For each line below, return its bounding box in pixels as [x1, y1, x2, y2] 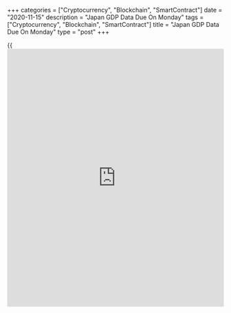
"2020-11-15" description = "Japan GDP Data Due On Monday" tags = [7, 13, 204, 21]
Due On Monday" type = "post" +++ [7, 28, 110, 36]
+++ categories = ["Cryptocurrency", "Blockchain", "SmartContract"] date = [7, 6, 223, 14]
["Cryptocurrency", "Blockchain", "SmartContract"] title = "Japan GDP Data [7, 21, 220, 28]
